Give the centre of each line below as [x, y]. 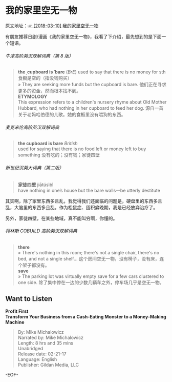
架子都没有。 [36, 265]
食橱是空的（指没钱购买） [45, 78]
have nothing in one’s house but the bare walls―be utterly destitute [89, 190]
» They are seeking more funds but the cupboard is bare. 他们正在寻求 [92, 85]
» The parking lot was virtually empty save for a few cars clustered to [91, 276]
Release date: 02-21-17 [42, 354]
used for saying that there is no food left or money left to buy [82, 149]
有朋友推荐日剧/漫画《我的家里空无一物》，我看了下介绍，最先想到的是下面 [84, 36]
